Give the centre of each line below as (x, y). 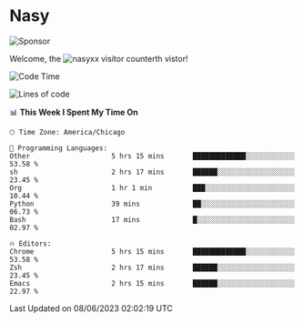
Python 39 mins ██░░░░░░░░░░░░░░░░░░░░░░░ (152, 204)
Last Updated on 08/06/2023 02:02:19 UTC (91, 308)
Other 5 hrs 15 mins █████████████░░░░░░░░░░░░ (152, 156)
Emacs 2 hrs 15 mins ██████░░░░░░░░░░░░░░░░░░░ (152, 283)
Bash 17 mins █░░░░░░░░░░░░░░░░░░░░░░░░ (152, 219)
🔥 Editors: (30, 243)
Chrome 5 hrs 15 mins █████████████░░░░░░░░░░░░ (152, 251)
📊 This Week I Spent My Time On (74, 112)
